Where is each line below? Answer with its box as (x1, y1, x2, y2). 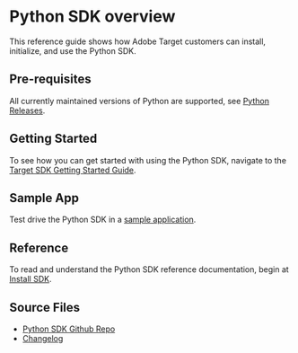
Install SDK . (9, 274, 52, 285)
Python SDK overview (9, 6, 176, 27)
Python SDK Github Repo (22, 323, 116, 334)
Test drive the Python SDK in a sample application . (9, 214, 197, 225)
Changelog (22, 333, 64, 343)
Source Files (9, 299, 81, 315)
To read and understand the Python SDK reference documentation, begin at (9, 264, 289, 275)
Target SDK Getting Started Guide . (9, 164, 136, 175)
